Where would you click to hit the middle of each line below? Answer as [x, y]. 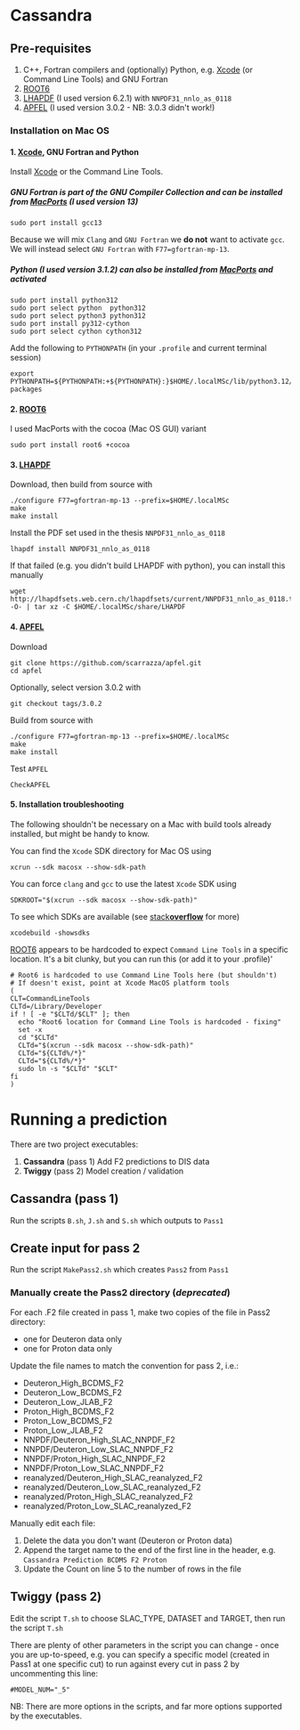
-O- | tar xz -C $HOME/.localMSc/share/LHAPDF [98, 607]
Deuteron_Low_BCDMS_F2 [73, 1392]
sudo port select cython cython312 [76, 332]
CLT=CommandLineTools [50, 998]
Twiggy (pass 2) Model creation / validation [103, 1171]
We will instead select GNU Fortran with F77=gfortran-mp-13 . [120, 249]
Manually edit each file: [53, 1523]
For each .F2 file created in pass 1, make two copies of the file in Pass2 [140, 1312]
